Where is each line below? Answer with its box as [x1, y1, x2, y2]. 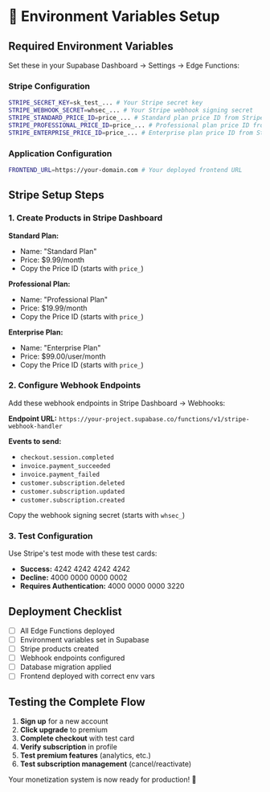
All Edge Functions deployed [19, 626, 115, 635]
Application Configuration [8, 148, 112, 159]
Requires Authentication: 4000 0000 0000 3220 [19, 581, 185, 591]
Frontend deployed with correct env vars [19, 671, 155, 681]
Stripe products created [19, 644, 99, 654]
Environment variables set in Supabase [19, 635, 149, 644]
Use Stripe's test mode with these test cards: [8, 548, 157, 558]
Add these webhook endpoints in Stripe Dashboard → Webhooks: [8, 398, 226, 408]
